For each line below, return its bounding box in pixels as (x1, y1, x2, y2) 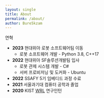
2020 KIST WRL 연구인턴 (12, 88, 62, 94)
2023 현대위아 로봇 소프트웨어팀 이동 (12, 45, 83, 51)
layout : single (5, 7, 36, 12)
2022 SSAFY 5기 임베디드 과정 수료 (12, 76, 82, 81)
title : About (5, 12, 32, 17)
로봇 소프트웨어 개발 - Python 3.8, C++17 (19, 51, 99, 57)
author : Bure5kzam (5, 20, 42, 26)
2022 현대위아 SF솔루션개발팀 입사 (12, 57, 80, 63)
